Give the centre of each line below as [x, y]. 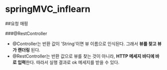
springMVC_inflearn [48, 9]
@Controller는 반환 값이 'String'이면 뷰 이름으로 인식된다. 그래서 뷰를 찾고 [84, 44]
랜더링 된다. [29, 50]
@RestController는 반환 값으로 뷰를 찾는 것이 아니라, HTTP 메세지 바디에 [83, 56]
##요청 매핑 [17, 23]
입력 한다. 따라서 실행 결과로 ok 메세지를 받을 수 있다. [68, 62]
